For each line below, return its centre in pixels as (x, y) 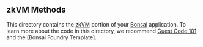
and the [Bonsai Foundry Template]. (51, 37)
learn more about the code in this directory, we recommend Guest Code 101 (102, 31)
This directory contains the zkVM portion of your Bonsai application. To (96, 24)
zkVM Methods (36, 10)
